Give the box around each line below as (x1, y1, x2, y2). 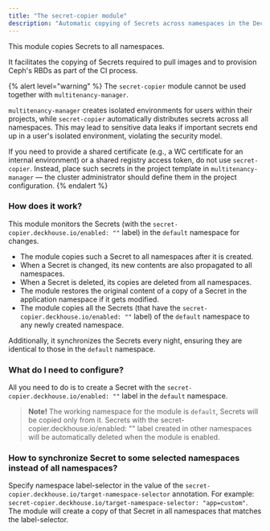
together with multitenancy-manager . (8, 89, 129, 99)
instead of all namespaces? (8, 463, 118, 474)
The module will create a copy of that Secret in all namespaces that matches (8, 506, 262, 516)
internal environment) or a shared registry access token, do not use (8, 154, 231, 165)
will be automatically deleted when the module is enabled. (27, 432, 220, 442)
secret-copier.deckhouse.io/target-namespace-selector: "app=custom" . (8, 498, 248, 508)
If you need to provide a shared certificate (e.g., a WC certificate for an (8, 146, 243, 156)
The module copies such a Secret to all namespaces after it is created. (19, 251, 254, 261)
